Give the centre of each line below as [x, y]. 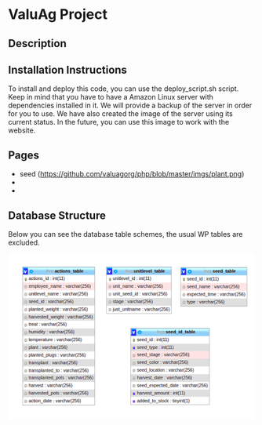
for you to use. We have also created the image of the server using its [120, 114]
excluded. [24, 243]
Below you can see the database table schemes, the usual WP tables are [126, 234]
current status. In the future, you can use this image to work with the [119, 122]
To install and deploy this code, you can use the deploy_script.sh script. [124, 89]
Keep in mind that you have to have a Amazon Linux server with [111, 97]
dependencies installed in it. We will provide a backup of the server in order [130, 105]
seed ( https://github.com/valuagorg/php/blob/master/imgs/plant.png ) [132, 174]
